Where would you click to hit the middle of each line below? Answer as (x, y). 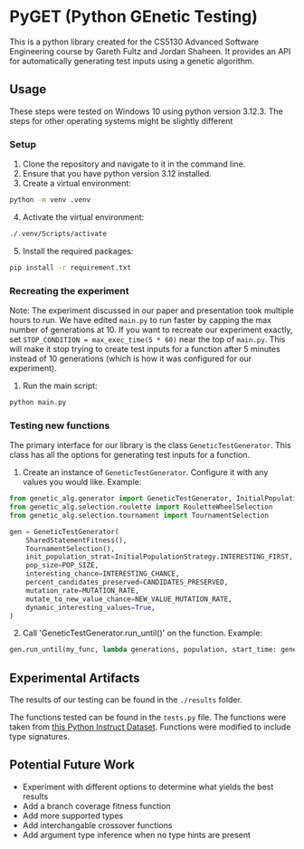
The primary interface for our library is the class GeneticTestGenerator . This (150, 445)
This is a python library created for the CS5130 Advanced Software (134, 42)
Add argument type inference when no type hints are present (137, 835)
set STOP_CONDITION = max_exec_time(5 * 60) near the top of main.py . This (147, 339)
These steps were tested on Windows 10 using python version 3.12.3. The (146, 111)
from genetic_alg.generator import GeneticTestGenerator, (121, 499)
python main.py (38, 402)
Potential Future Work (72, 765)
